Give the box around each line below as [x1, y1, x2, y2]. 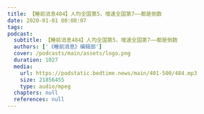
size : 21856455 [20, 76, 65, 84]
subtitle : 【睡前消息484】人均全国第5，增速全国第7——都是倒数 [13, 37, 178, 44]
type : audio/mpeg [20, 83, 71, 90]
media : [13, 63, 33, 70]
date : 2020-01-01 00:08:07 [7, 17, 87, 24]
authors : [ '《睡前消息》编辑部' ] [13, 43, 102, 50]
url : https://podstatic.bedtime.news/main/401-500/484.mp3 [20, 69, 198, 76]
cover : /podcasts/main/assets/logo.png [13, 50, 131, 57]
